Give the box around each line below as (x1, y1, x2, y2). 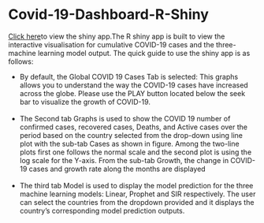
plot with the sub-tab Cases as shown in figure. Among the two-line (19, 139, 240, 148)
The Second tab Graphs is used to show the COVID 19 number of (19, 113, 231, 123)
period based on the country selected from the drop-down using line (19, 130, 243, 139)
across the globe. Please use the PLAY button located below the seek (19, 88, 246, 98)
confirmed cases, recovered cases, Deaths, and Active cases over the (19, 122, 248, 132)
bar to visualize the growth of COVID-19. (19, 97, 151, 106)
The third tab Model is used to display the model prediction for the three (19, 180, 254, 190)
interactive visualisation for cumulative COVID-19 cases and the (8, 39, 214, 49)
